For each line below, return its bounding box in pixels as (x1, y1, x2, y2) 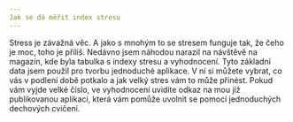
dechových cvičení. (9, 103, 81, 113)
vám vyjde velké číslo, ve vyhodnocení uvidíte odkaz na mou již (9, 84, 241, 95)
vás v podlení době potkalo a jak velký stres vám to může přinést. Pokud (9, 74, 274, 85)
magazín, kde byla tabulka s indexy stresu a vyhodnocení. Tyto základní (9, 56, 272, 66)
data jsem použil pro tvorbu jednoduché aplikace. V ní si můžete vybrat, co (9, 65, 282, 76)
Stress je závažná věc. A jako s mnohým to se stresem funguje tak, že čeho (9, 37, 285, 48)
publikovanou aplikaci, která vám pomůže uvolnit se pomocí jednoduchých (9, 94, 281, 104)
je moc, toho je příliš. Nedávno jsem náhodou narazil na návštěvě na (9, 46, 258, 57)
